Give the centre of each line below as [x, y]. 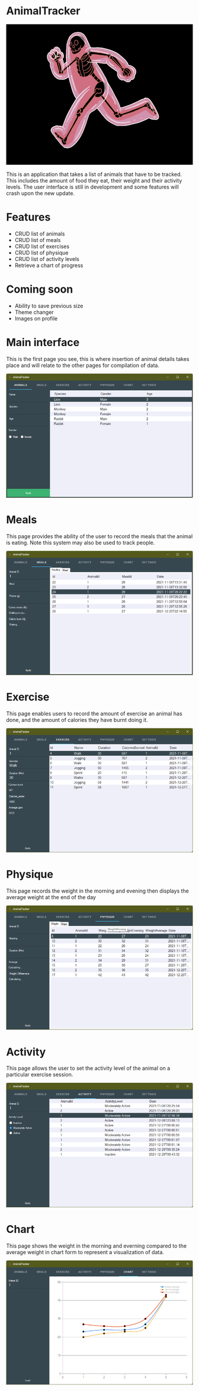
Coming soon [40, 289]
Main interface [43, 343]
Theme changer [34, 312]
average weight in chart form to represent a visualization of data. [85, 1252]
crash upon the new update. [41, 193]
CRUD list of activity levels [47, 259]
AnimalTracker [43, 11]
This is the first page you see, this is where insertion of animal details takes [98, 359]
